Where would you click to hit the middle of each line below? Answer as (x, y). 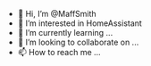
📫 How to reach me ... (59, 52)
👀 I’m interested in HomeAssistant (80, 23)
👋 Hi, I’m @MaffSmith (57, 14)
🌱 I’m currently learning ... (65, 33)
